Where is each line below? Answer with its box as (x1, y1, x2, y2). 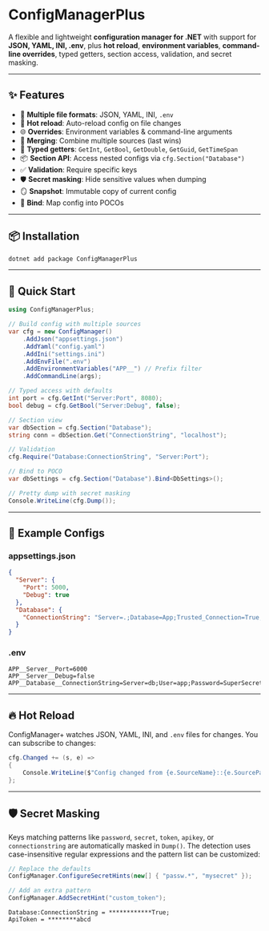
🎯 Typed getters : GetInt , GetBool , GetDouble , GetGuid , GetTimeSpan (19, 144, 239, 154)
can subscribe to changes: (8, 739, 96, 748)
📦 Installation (8, 230, 80, 244)
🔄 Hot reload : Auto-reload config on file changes (19, 118, 182, 127)
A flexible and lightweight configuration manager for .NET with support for (8, 32, 257, 42)
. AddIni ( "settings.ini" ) (22, 350, 106, 358)
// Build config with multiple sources (8, 320, 142, 328)
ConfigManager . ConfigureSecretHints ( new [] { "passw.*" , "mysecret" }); (8, 872, 252, 881)
